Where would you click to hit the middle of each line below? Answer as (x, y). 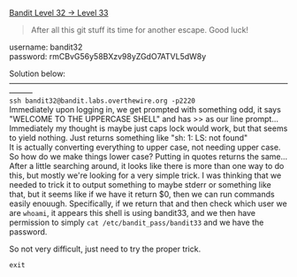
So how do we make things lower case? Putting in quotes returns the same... (148, 157)
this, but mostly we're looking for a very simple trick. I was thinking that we (145, 175)
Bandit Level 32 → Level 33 (59, 13)
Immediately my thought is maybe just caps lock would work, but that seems (148, 128)
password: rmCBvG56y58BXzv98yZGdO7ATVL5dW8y (108, 56)
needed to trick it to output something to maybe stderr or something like (140, 185)
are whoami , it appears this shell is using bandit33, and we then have (133, 213)
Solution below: (38, 73)
